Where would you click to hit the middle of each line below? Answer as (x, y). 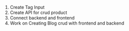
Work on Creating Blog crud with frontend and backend (67, 23)
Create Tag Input (27, 7)
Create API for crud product (38, 12)
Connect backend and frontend (42, 18)
